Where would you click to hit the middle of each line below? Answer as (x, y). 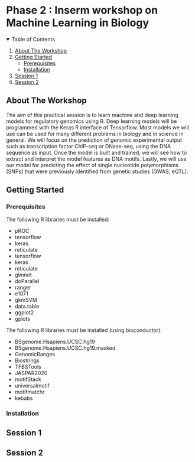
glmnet (23, 275)
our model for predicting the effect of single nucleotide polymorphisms (92, 165)
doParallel (27, 281)
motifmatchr (30, 392)
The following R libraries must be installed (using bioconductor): (84, 330)
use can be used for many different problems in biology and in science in (95, 134)
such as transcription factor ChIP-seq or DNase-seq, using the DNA (89, 146)
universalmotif (32, 386)
